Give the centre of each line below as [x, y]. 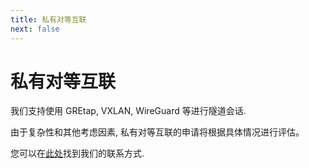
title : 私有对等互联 [48, 19]
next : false [35, 29]
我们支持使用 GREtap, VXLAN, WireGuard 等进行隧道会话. [128, 111]
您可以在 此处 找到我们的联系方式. [77, 153]
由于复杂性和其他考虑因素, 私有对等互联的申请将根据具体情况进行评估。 [157, 132]
